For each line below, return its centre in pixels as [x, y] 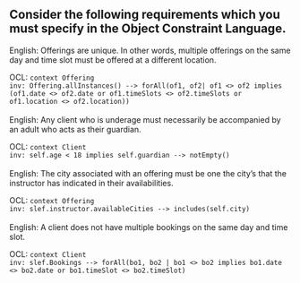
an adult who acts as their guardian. [75, 129]
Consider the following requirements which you [145, 15]
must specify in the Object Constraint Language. [148, 29]
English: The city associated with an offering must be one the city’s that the [148, 173]
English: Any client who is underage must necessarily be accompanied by [145, 119]
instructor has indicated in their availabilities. [91, 183]
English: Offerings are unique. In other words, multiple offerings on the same [150, 50]
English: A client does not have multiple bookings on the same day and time [149, 227]
